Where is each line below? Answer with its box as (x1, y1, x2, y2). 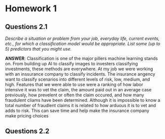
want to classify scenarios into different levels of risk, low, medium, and (5, 77, 150, 82)
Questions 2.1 (5, 23, 48, 31)
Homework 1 (5, 3, 57, 14)
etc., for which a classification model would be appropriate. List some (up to (5, 41, 161, 47)
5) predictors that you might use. (5, 46, 72, 52)
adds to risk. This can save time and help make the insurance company (5, 108, 149, 113)
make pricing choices (5, 113, 49, 118)
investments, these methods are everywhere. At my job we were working (5, 66, 153, 72)
